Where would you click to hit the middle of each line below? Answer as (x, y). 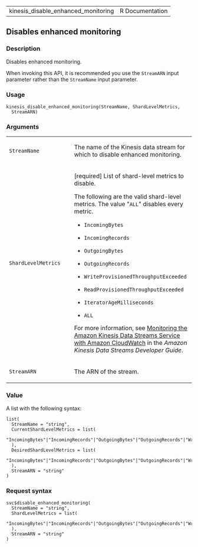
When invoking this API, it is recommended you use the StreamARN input (93, 73)
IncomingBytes (104, 225)
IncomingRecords (107, 238)
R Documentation (144, 11)
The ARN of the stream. (106, 372)
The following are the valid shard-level (128, 197)
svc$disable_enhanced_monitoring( (49, 503)
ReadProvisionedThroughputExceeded (134, 290)
